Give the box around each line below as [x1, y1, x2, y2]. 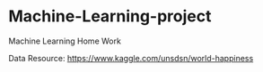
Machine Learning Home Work [8, 36, 122, 46]
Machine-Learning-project [8, 6, 212, 27]
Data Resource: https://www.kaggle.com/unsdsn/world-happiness [8, 52, 254, 63]
